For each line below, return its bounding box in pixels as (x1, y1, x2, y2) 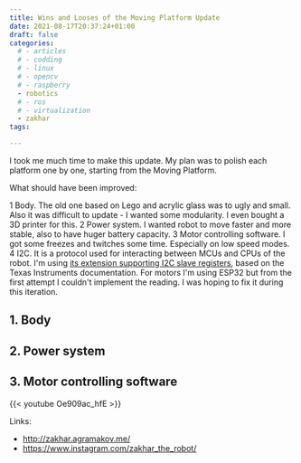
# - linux (17, 64, 54, 73)
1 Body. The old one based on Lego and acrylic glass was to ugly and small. (9, 200, 291, 211)
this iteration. (9, 287, 59, 297)
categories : (9, 38, 54, 48)
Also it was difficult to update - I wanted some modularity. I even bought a (9, 210, 285, 220)
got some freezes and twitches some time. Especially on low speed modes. (9, 239, 290, 249)
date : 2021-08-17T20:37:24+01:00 (9, 22, 136, 31)
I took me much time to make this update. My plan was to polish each (9, 156, 268, 165)
